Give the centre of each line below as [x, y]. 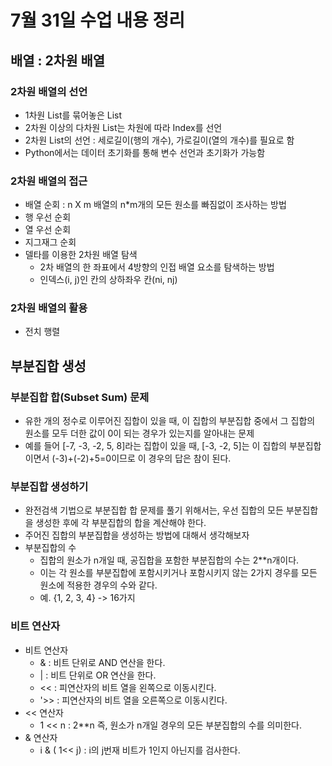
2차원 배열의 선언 [49, 91]
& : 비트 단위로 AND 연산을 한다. [102, 662]
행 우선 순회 [48, 217]
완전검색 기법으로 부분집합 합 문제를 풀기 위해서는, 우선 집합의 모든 [154, 510]
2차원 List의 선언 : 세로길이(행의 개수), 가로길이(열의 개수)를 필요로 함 [159, 140]
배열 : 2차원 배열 [58, 60]
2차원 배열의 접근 [49, 181]
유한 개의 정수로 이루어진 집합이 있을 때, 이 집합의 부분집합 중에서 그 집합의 [170, 421]
